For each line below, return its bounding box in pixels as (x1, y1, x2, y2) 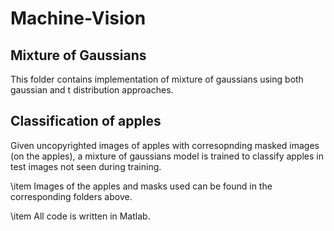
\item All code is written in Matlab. (10, 210, 151, 222)
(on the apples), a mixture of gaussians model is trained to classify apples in (10, 150, 324, 162)
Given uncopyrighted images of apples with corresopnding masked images (10, 139, 320, 151)
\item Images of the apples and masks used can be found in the (10, 180, 273, 192)
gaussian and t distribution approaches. (10, 84, 174, 96)
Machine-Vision (10, 7, 147, 30)
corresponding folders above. (10, 190, 133, 202)
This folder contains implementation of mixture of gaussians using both (10, 73, 304, 85)
